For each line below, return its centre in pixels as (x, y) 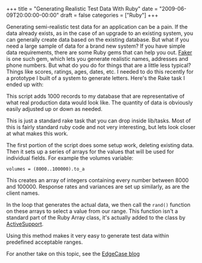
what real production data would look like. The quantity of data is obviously (99, 103)
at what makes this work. (37, 133)
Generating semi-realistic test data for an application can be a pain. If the (97, 27)
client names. (23, 193)
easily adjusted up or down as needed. (54, 109)
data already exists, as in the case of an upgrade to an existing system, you (100, 33)
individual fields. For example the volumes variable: (70, 158)
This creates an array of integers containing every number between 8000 (97, 180)
